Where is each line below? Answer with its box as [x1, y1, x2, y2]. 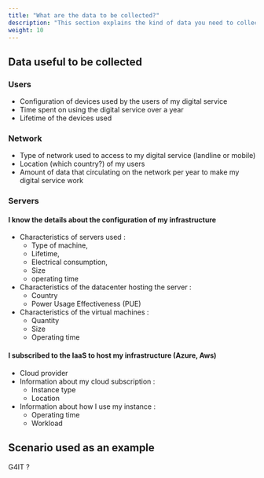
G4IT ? [8, 461, 30, 472]
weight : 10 [8, 26, 44, 34]
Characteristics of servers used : [19, 233, 126, 242]
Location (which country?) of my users [19, 159, 145, 169]
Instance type [31, 384, 76, 394]
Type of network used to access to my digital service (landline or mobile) [19, 151, 256, 160]
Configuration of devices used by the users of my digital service [19, 97, 228, 106]
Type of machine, [31, 241, 89, 250]
